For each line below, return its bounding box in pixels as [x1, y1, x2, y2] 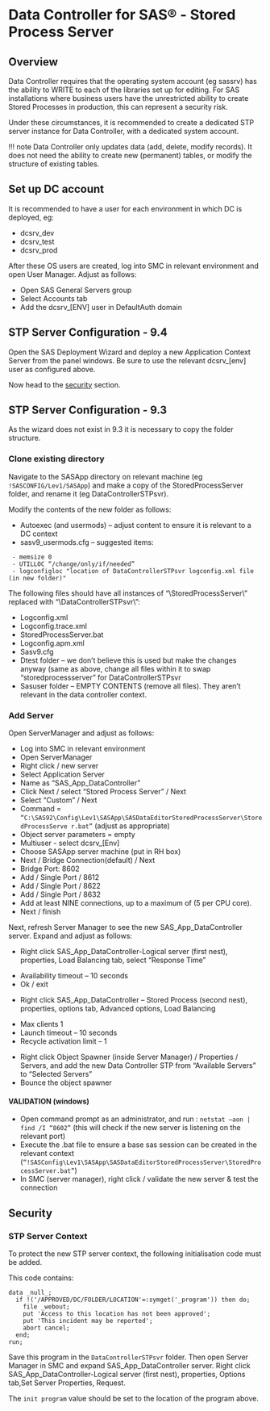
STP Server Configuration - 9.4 [8, 325, 168, 340]
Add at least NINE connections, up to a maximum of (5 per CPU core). [19, 898, 252, 908]
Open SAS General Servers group [19, 285, 132, 295]
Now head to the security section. [8, 379, 121, 389]
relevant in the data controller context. [19, 689, 147, 699]
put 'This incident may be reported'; [23, 1317, 153, 1325]
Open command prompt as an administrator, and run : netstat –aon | [19, 1114, 251, 1124]
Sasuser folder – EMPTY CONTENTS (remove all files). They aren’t [19, 680, 241, 691]
